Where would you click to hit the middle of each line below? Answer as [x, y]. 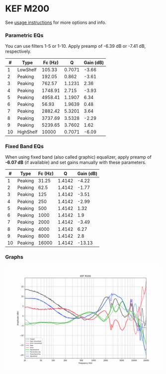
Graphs [14, 257]
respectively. [18, 51]
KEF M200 [27, 9]
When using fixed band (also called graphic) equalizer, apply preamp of [78, 157]
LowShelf [27, 70]
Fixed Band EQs [24, 146]
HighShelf [27, 132]
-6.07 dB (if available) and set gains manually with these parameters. [76, 163]
